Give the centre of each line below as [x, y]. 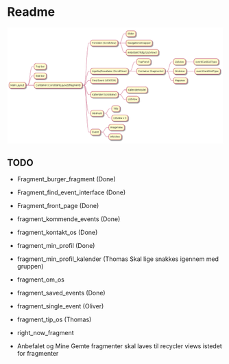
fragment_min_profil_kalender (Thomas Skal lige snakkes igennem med [118, 259]
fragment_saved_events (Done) [61, 293]
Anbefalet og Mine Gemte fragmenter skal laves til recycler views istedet [120, 346]
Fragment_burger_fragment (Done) [67, 179]
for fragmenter [38, 353]
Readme [31, 12]
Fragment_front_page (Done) [58, 205]
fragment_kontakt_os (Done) [57, 232]
